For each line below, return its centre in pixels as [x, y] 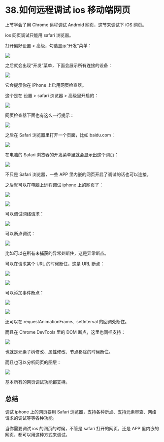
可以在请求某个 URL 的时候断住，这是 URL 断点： [55, 264]
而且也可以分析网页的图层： [33, 362]
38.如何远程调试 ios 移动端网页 [68, 10]
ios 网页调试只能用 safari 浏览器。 [39, 35]
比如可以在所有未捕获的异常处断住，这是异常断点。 [57, 253]
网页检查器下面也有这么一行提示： [40, 115]
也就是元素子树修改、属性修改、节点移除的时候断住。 [59, 352]
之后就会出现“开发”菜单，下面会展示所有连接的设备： [59, 65]
